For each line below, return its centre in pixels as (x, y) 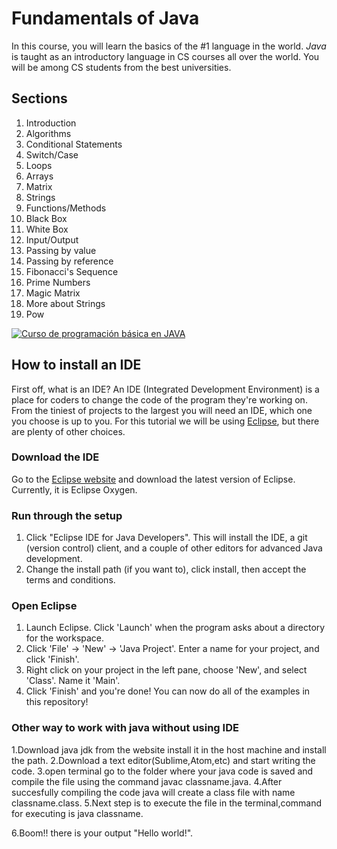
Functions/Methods (66, 208)
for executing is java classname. (77, 813)
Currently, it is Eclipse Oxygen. (74, 489)
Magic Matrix (53, 293)
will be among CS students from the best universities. (121, 67)
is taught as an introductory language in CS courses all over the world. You (165, 56)
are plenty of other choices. (68, 431)
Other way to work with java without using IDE (125, 728)
